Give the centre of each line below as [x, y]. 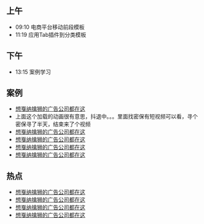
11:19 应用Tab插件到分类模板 [51, 34]
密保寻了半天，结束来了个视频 [53, 124]
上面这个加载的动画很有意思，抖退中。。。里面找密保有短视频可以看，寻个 [106, 117]
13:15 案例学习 [33, 72]
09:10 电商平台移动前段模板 [50, 27]
